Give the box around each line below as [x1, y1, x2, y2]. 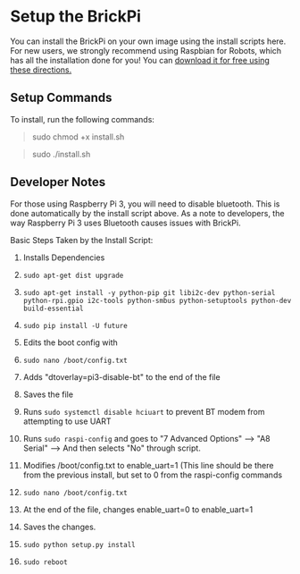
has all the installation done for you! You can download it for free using [10, 55, 271, 65]
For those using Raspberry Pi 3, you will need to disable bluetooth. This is [10, 198, 280, 209]
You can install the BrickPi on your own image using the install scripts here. [10, 36, 287, 46]
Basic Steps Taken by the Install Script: [10, 234, 154, 245]
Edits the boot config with [22, 337, 119, 348]
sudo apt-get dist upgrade [22, 271, 124, 280]
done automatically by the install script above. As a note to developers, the [10, 207, 285, 218]
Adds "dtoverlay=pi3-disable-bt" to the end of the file [22, 371, 221, 382]
